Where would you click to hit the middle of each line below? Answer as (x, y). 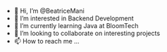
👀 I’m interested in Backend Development (74, 18)
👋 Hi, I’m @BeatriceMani (49, 11)
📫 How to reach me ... (47, 41)
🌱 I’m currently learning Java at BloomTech (76, 26)
